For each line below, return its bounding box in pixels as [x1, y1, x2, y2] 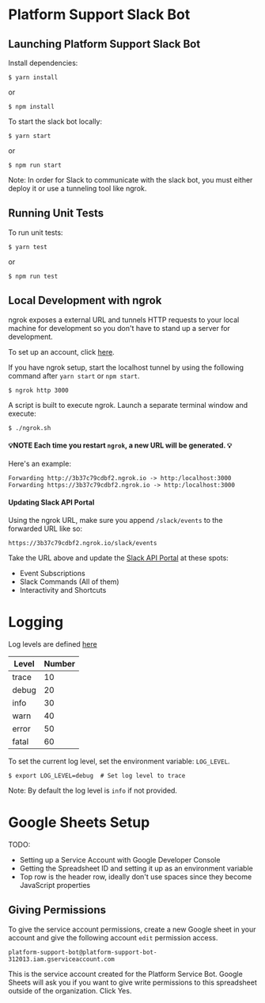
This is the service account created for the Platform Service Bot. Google [8, 969, 243, 978]
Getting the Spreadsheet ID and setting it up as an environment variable [19, 863, 253, 873]
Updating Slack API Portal [8, 498, 95, 507]
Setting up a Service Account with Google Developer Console [19, 855, 221, 864]
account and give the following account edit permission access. [8, 932, 218, 942]
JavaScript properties [19, 880, 91, 890]
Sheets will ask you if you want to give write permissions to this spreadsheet [8, 978, 257, 987]
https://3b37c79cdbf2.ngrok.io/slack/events [8, 540, 157, 548]
